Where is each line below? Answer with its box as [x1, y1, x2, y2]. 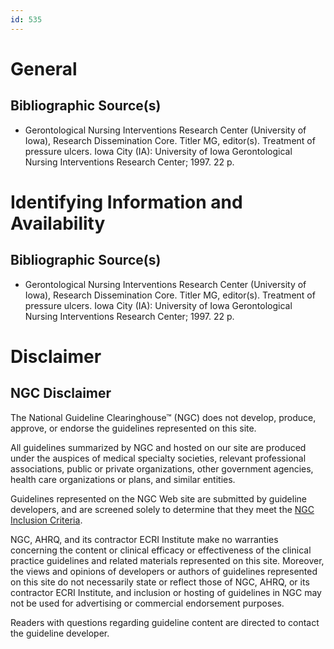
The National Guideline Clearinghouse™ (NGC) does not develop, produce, [10, 411, 317, 423]
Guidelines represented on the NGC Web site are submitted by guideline [10, 492, 307, 505]
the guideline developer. [10, 627, 110, 639]
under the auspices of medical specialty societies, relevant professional [10, 452, 307, 464]
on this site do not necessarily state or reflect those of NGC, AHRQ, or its [10, 576, 310, 588]
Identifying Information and [10, 191, 243, 213]
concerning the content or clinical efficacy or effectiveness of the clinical [10, 544, 312, 556]
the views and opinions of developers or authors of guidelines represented [10, 565, 318, 577]
